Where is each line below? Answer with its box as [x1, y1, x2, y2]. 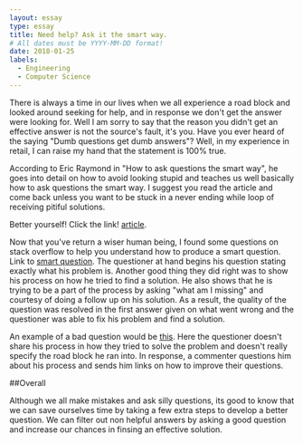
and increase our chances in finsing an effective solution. [9, 423, 223, 435]
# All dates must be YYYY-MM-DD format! [9, 38, 165, 48]
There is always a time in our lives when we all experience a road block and [9, 97, 291, 108]
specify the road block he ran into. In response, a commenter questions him [9, 350, 292, 361]
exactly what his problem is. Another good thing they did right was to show [9, 265, 289, 276]
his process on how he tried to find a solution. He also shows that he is [9, 275, 273, 285]
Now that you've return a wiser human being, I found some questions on [9, 236, 279, 247]
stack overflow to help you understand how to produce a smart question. [9, 246, 281, 256]
